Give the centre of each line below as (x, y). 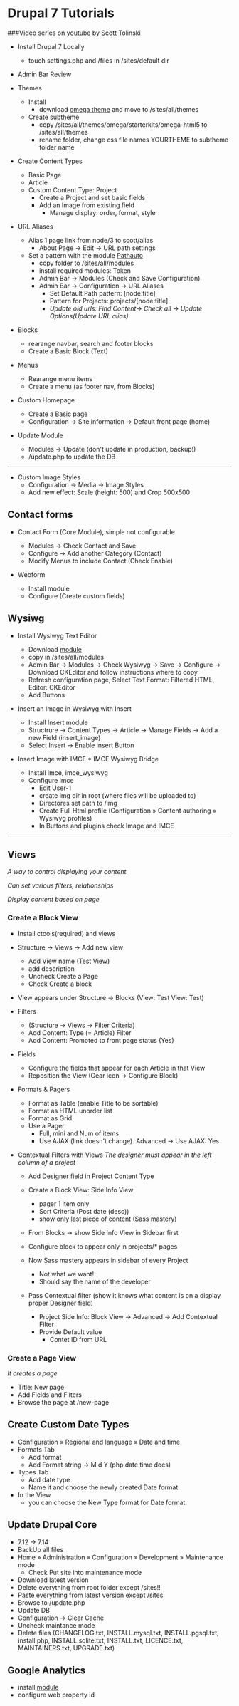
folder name (57, 147)
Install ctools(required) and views (67, 933)
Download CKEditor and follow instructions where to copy (113, 672)
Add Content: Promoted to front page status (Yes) (101, 1040)
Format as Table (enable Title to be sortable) (93, 1103)
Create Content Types (50, 161)
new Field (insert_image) (64, 737)
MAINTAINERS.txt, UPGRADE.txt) (66, 1648)
